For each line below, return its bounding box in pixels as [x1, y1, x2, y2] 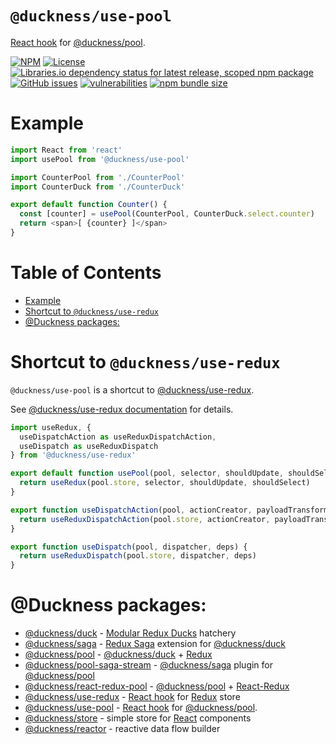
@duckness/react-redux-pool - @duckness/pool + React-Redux [24, 680, 290, 692]
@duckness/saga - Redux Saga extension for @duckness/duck [24, 638, 287, 650]
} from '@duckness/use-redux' [10, 450, 137, 461]
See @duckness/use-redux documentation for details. [10, 403, 234, 415]
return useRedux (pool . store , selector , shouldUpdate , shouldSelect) [19, 478, 311, 488]
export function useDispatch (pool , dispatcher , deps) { [10, 542, 248, 552]
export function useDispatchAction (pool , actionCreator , [10, 505, 253, 515]
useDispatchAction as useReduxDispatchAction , [19, 432, 217, 442]
